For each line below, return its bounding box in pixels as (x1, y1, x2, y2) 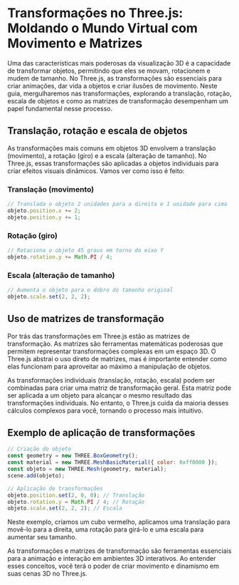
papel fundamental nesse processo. (7, 104, 113, 113)
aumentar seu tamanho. (7, 533, 77, 542)
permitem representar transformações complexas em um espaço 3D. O (7, 347, 216, 356)
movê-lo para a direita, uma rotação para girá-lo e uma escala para (7, 525, 204, 534)
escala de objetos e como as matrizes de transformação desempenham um (7, 96, 229, 105)
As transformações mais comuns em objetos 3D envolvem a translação (7, 144, 216, 152)
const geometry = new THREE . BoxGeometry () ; (7, 452, 139, 460)
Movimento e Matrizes (7, 36, 143, 51)
